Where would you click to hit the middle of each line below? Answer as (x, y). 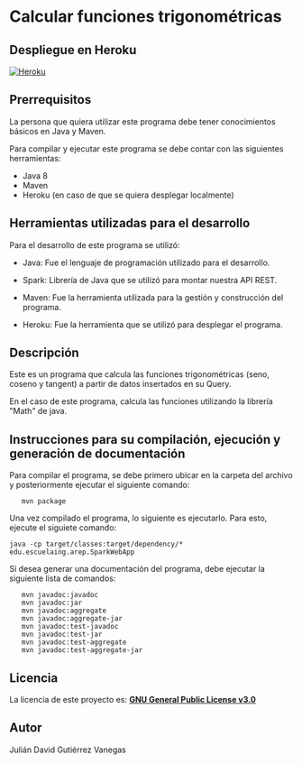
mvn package (44, 502)
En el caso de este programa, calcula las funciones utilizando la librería (141, 401)
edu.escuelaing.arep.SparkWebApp (72, 552)
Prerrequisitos (50, 100)
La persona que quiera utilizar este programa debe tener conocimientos (143, 121)
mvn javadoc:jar (52, 603)
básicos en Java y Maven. (58, 131)
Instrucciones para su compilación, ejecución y (145, 439)
